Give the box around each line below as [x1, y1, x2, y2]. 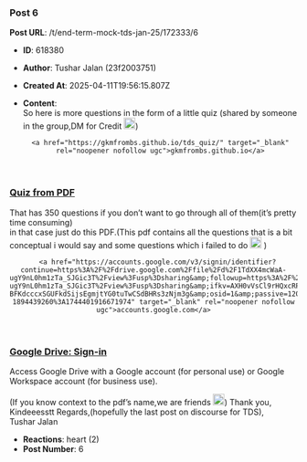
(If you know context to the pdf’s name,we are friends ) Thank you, [9, 397, 272, 408]
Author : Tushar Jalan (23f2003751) [22, 62, 157, 74]
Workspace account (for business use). [9, 376, 158, 387]
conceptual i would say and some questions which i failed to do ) [9, 239, 268, 250]
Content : [22, 98, 58, 109]
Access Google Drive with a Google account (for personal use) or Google [9, 366, 285, 377]
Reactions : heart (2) [22, 434, 100, 445]
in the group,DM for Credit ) [22, 121, 139, 131]
